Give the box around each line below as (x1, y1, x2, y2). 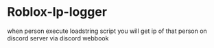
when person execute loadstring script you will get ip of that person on (7, 27, 207, 35)
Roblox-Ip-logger (7, 4, 108, 20)
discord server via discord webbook (7, 34, 109, 42)
